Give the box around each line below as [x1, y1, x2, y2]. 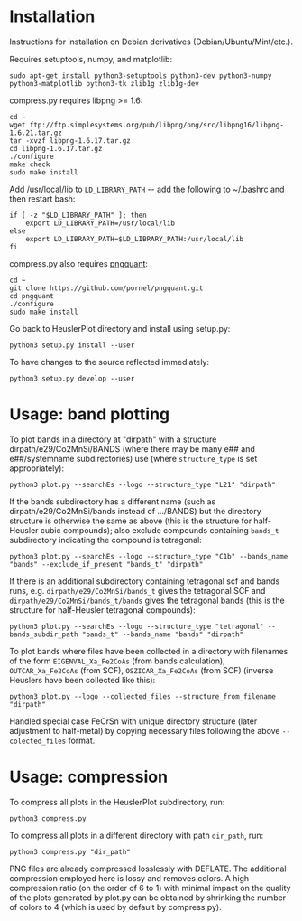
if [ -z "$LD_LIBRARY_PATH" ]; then [9, 211, 147, 220]
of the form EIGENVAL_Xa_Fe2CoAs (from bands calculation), [9, 655, 225, 666]
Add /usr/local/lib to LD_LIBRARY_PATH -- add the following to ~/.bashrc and [9, 183, 285, 194]
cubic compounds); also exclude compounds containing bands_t [40, 524, 279, 535]
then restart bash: [9, 193, 76, 204]
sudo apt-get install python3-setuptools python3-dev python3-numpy [9, 70, 272, 80]
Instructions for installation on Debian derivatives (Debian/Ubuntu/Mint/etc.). [9, 36, 294, 47]
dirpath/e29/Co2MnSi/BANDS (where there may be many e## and [9, 443, 255, 454]
